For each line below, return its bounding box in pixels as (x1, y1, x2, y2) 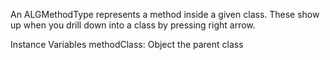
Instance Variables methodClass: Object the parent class (10, 39, 244, 50)
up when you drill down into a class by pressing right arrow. (10, 19, 256, 31)
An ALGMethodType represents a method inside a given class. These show (10, 9, 320, 20)
